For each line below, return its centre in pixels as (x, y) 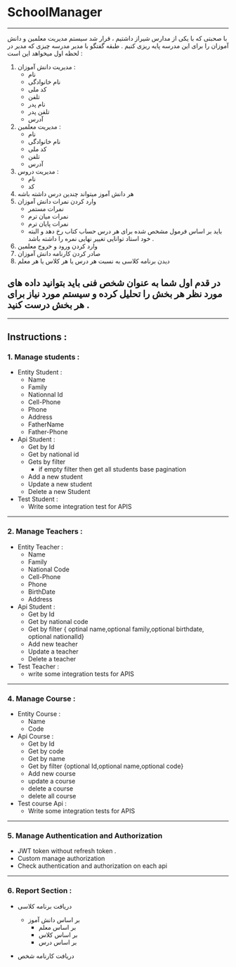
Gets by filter (47, 462)
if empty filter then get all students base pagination (112, 469)
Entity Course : (39, 714)
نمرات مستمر (46, 209)
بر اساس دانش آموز (54, 920)
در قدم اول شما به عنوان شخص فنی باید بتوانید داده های (114, 283)
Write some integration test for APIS (80, 507)
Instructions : (37, 337)
